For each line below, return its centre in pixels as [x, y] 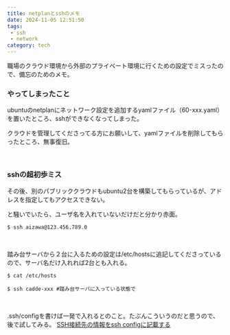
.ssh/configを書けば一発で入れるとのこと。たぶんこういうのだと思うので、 [113, 316]
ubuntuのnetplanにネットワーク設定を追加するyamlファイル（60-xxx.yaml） [115, 110]
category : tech [29, 45]
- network [24, 39]
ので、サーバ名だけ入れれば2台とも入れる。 [69, 262]
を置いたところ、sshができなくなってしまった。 [75, 119]
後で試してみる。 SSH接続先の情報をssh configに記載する [89, 324]
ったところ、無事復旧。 [40, 142]
